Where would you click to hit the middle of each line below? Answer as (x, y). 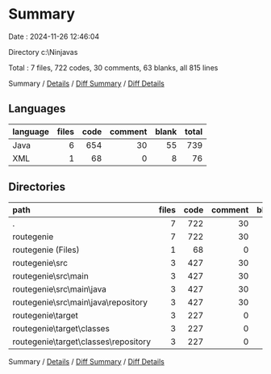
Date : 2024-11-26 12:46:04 (54, 36)
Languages (37, 109)
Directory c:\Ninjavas (43, 52)
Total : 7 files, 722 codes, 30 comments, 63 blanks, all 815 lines (113, 67)
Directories (37, 187)
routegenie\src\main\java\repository (80, 302)
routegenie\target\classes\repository (82, 342)
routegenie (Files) (46, 250)
